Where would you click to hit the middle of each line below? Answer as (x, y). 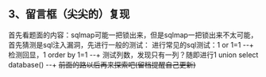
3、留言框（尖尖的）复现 (69, 14)
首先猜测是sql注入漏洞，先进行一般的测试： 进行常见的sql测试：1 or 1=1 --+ (131, 44)
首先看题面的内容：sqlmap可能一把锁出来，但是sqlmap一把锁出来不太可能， (133, 35)
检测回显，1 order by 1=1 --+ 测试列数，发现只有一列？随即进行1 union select (133, 55)
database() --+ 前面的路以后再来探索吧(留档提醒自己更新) (102, 64)
